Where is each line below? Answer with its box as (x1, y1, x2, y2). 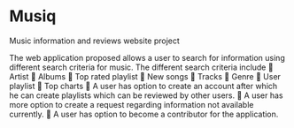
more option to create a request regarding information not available (9, 99, 254, 109)
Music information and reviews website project (9, 35, 180, 46)
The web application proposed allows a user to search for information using (9, 52, 285, 63)
